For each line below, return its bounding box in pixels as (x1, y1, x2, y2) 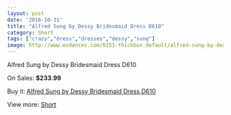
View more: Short (7, 101, 56, 108)
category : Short (7, 29, 54, 36)
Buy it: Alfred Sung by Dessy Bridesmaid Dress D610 (7, 87, 156, 95)
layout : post (7, 10, 45, 17)
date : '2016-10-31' (7, 16, 63, 23)
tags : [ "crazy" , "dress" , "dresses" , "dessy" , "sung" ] (7, 36, 155, 42)
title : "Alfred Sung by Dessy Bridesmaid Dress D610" (7, 23, 165, 29)
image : (7, 42, 26, 49)
